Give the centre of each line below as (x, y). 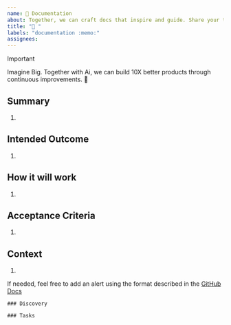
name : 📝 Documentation (40, 13)
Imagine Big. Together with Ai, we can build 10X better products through (109, 72)
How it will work (42, 177)
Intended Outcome (48, 139)
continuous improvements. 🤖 (48, 79)
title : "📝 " (24, 26)
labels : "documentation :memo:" (53, 33)
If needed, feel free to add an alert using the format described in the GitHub (114, 284)
